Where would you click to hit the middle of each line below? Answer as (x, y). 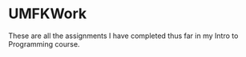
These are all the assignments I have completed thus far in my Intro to (123, 36)
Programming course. (44, 44)
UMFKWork (48, 14)
